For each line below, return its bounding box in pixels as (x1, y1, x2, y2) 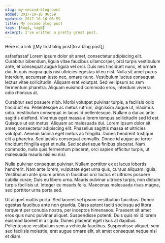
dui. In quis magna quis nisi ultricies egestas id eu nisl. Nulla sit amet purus (5, 69, 157, 74)
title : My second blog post (5, 21, 63, 26)
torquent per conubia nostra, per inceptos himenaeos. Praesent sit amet (5, 207, 151, 213)
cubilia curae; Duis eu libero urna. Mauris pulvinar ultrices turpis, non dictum (5, 177, 160, 182)
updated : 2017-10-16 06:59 (5, 16, 61, 21)
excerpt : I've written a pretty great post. (5, 30, 98, 35)
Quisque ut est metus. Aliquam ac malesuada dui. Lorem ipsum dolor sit (5, 120, 151, 126)
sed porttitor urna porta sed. (5, 187, 63, 193)
